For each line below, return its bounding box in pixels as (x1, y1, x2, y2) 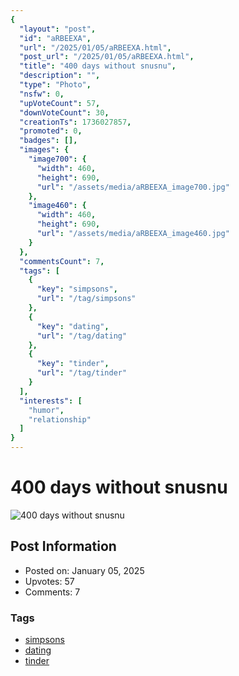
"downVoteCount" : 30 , (19, 107, 110, 118)
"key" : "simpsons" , (36, 284, 118, 295)
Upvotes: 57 (24, 575, 75, 587)
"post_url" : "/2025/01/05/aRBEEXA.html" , (19, 52, 195, 62)
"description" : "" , (19, 71, 101, 81)
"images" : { (19, 145, 70, 155)
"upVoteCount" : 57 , (19, 98, 101, 108)
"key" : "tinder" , (36, 359, 110, 369)
